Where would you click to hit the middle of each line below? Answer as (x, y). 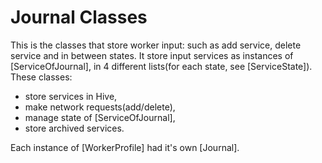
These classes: (41, 77)
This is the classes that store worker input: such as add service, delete (156, 45)
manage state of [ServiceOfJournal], (100, 117)
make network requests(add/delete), (100, 107)
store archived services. (74, 128)
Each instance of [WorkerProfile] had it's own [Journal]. (125, 147)
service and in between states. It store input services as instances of (152, 55)
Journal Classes (79, 17)
